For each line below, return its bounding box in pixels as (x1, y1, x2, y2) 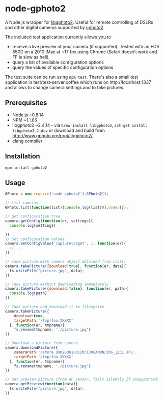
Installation (5, 152, 40, 160)
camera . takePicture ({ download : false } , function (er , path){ (5, 286, 129, 291)
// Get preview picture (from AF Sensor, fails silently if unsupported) (5, 377, 160, 382)
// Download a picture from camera (5, 340, 78, 346)
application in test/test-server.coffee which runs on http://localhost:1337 (5, 79, 151, 85)
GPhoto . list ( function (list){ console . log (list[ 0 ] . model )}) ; (5, 205, 129, 210)
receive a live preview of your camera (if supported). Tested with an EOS (12, 43, 160, 49)
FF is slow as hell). (12, 54, 50, 60)
